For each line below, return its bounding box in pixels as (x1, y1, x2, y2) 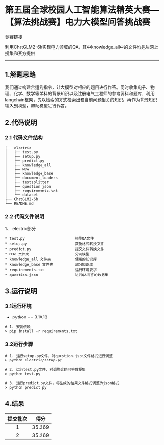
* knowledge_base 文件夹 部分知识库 (5, 262, 94, 267)
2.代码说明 (5, 118, 38, 127)
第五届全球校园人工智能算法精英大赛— (5, 4, 160, 16)
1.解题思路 (5, 70, 36, 79)
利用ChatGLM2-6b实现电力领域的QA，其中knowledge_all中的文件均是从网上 (5, 44, 159, 50)
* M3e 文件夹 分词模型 (5, 252, 90, 256)
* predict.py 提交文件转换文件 (5, 246, 104, 252)
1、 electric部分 (5, 225, 36, 231)
